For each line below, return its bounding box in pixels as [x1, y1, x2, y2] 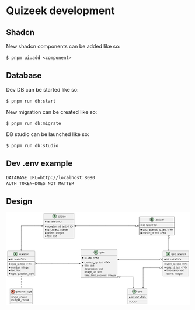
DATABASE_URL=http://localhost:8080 [6, 175, 95, 180]
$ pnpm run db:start [6, 98, 57, 104]
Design [6, 197, 33, 207]
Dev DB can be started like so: [6, 86, 79, 93]
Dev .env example [6, 159, 73, 169]
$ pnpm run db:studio [6, 142, 59, 148]
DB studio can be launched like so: [6, 130, 89, 138]
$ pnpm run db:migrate [6, 120, 61, 126]
